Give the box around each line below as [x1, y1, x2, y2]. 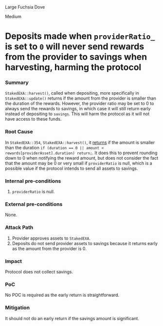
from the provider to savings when [5, 51, 147, 62]
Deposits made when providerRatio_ [5, 31, 155, 42]
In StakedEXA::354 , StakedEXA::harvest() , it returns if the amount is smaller [5, 139, 155, 145]
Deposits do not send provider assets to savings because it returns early [12, 240, 158, 246]
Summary [5, 79, 29, 86]
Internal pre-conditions [5, 178, 61, 184]
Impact [5, 258, 22, 265]
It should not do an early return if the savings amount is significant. [5, 315, 140, 321]
